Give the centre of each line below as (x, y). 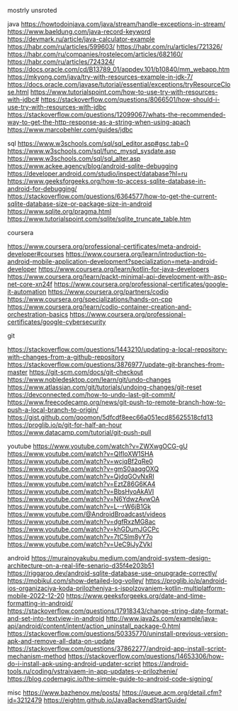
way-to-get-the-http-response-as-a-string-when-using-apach (99, 122)
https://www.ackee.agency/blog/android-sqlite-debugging (93, 166)
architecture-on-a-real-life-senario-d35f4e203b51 (81, 565)
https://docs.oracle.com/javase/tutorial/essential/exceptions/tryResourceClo (119, 84)
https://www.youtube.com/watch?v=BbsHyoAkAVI (81, 492)
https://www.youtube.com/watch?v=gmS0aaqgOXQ (83, 469)
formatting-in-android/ (40, 603)
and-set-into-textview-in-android (56, 618)
